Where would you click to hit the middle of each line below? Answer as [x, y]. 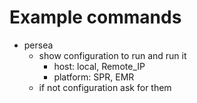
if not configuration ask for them [105, 87]
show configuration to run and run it [112, 55]
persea [38, 45]
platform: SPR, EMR [94, 77]
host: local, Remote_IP [99, 66]
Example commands [95, 17]
